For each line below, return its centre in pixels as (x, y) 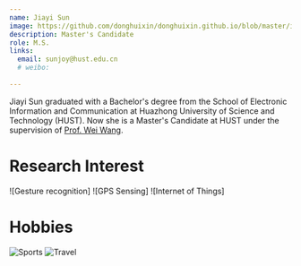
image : (21, 26)
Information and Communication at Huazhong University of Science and (142, 111)
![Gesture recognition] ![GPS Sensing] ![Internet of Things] (117, 191)
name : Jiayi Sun (39, 17)
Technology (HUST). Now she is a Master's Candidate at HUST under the (144, 120)
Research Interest (77, 166)
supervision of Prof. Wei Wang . (66, 130)
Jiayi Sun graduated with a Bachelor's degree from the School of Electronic (148, 101)
